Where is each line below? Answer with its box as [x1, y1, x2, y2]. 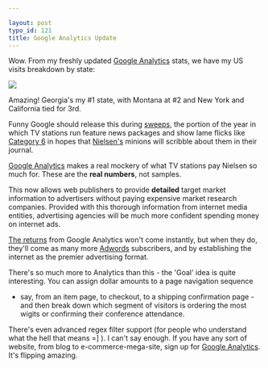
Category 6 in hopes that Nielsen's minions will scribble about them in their [8, 136, 258, 146]
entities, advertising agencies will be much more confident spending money [8, 211, 260, 220]
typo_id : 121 [8, 26, 52, 35]
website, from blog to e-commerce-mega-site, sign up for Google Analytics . [8, 342, 261, 352]
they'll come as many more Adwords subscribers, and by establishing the [8, 244, 252, 253]
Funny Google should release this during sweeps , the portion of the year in [8, 119, 256, 129]
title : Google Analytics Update [8, 34, 117, 42]
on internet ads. [8, 220, 61, 229]
